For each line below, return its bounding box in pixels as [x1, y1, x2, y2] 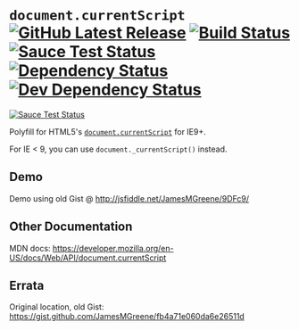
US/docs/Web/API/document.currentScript [9, 252, 167, 263]
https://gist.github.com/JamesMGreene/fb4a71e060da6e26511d [9, 311, 245, 322]
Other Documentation [9, 219, 133, 235]
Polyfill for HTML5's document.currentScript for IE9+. [9, 126, 207, 136]
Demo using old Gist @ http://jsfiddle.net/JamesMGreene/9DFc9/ [9, 193, 250, 203]
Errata [9, 277, 45, 293]
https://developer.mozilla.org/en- [52, 243, 174, 253]
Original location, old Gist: [9, 301, 104, 312]
